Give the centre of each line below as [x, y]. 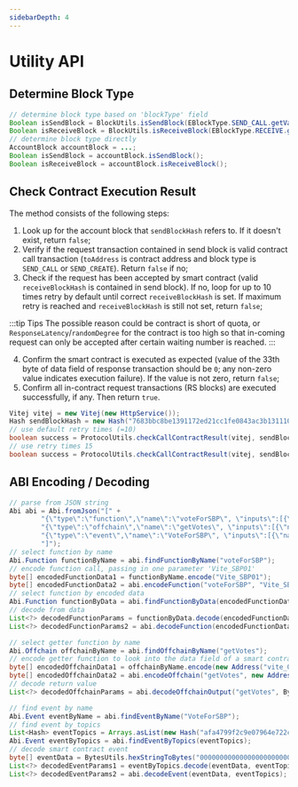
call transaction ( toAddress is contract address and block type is [139, 258]
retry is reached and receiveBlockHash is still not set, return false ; [142, 306]
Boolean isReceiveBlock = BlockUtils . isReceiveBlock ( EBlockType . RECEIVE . [149, 131]
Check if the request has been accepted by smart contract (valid [140, 277]
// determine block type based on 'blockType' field [109, 115]
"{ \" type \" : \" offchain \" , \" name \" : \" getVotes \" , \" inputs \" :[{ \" [165, 528]
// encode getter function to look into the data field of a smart [137, 659]
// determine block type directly [73, 139]
